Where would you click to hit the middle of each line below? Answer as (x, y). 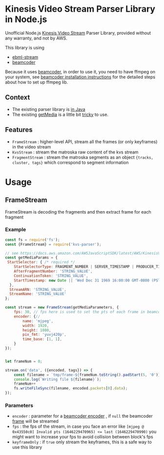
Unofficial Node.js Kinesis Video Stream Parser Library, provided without (78, 33)
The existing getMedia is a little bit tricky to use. (60, 114)
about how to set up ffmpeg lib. (37, 82)
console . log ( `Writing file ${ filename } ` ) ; (58, 379)
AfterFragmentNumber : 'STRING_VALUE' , (53, 271)
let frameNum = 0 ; (24, 361)
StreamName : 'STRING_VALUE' (38, 294)
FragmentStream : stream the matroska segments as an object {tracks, (83, 157)
